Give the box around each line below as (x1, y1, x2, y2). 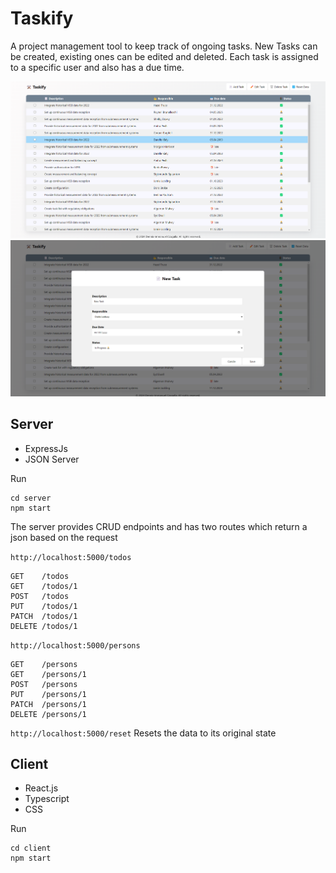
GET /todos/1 (10, 581, 78, 591)
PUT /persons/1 (10, 689, 87, 699)
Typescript (24, 793, 70, 805)
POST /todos (10, 591, 70, 601)
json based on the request (10, 531, 118, 543)
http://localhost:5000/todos (10, 552, 132, 562)
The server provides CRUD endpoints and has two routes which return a (10, 520, 308, 532)
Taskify (10, 7, 74, 30)
